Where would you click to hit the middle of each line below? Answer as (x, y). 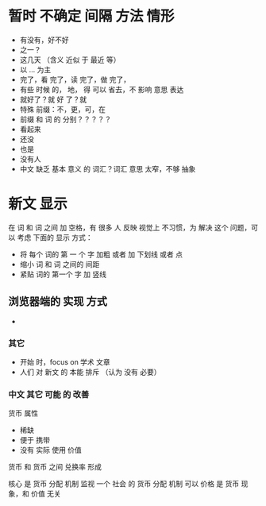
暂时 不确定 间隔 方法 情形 (91, 16)
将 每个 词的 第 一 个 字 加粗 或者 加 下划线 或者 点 (101, 254)
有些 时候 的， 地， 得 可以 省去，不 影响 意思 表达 (102, 89)
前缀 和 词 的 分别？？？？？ (66, 119)
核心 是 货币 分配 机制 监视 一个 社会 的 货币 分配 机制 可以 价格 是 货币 (124, 484)
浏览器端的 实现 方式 (58, 301)
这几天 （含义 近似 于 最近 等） (70, 60)
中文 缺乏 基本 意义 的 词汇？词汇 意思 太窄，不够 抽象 (108, 168)
